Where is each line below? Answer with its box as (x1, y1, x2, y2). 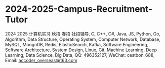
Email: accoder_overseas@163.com (5, 57, 78, 63)
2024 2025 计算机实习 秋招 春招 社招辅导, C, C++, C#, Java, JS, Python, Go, (5, 31, 161, 36)
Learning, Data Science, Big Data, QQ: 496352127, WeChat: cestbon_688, (5, 52, 155, 58)
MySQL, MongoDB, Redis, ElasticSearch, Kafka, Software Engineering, (5, 41, 149, 47)
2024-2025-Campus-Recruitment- (5, 3, 153, 15)
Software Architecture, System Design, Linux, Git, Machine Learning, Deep (5, 47, 157, 53)
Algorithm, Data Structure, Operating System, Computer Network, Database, (5, 36, 161, 42)
